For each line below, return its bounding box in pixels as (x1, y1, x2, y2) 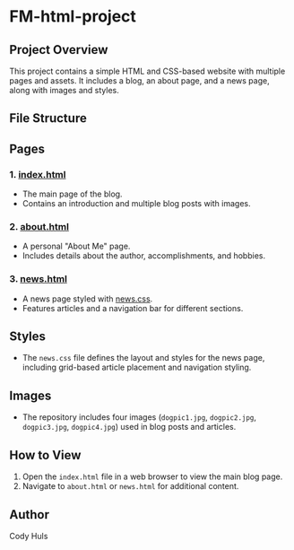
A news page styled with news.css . (22, 293, 153, 304)
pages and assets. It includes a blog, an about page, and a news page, (9, 75, 271, 86)
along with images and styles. (9, 85, 119, 95)
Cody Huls (9, 530, 48, 541)
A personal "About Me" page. (22, 240, 131, 252)
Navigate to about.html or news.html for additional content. (22, 481, 239, 492)
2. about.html (9, 221, 70, 232)
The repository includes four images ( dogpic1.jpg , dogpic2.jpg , (22, 412, 257, 423)
